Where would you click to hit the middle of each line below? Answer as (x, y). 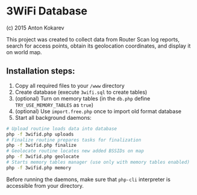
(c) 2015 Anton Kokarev (35, 28)
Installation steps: (41, 71)
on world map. (24, 52)
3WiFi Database (47, 11)
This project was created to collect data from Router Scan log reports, (93, 39)
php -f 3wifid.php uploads (40, 134)
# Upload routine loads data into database (62, 128)
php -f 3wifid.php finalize (42, 146)
